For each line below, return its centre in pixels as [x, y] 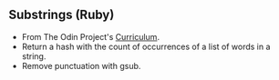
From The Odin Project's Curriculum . [91, 36]
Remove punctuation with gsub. [81, 65]
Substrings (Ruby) [62, 15]
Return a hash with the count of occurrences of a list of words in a [146, 46]
